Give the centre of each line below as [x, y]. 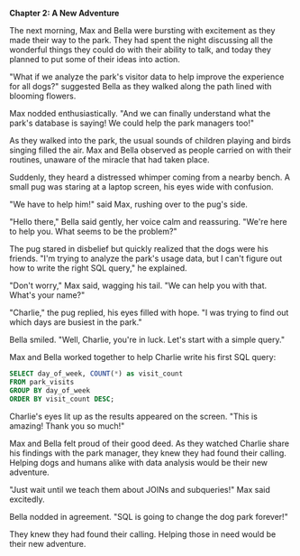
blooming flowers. [43, 96]
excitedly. [27, 499]
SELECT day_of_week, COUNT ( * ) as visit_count [96, 374]
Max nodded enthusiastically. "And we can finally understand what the [140, 113]
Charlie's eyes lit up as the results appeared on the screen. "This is [134, 416]
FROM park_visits [42, 382]
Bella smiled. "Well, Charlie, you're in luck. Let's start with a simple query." [147, 339]
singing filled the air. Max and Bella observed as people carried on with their [150, 150]
